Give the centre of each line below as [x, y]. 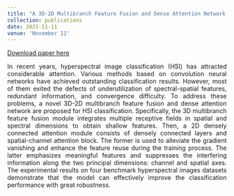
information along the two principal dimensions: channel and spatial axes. [117, 163]
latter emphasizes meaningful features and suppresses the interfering [117, 156]
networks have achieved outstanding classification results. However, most [117, 82]
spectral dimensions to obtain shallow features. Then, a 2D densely [117, 126]
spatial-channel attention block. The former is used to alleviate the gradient [117, 141]
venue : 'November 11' [39, 33]
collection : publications [45, 20]
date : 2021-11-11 [32, 27]
